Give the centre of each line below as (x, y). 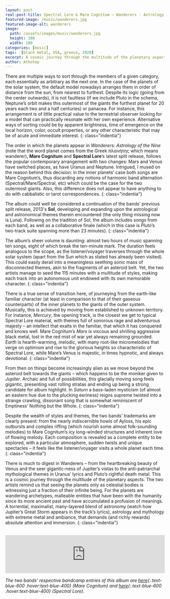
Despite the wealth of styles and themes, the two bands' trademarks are (80, 416)
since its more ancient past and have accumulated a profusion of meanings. (84, 501)
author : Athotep (22, 62)
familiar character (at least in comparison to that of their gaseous (73, 299)
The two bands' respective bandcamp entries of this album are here (76, 580)
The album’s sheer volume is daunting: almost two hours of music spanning (84, 241)
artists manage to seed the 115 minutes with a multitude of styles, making (81, 273)
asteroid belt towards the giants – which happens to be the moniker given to (84, 374)
